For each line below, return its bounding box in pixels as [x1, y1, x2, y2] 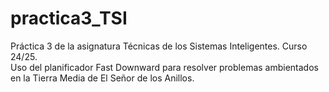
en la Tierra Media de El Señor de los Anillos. [10, 72, 195, 84]
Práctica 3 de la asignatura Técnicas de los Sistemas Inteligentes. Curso [10, 40, 308, 52]
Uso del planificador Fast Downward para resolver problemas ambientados [10, 61, 319, 73]
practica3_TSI [10, 7, 128, 30]
